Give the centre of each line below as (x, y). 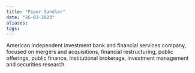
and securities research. (36, 65)
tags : (13, 28)
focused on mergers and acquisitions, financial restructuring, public (90, 52)
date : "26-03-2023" (31, 17)
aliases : (17, 23)
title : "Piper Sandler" (36, 12)
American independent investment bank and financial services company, (96, 45)
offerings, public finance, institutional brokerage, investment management (97, 58)
